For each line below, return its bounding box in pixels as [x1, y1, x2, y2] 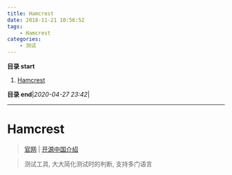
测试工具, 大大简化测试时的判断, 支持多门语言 [23, 160, 153, 168]
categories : [7, 36, 41, 43]
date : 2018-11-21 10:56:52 [7, 17, 85, 24]
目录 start [7, 62, 35, 70]
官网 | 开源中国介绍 [23, 145, 79, 153]
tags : [7, 23, 23, 30]
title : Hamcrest [7, 10, 54, 17]
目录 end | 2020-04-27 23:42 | [7, 91, 90, 98]
